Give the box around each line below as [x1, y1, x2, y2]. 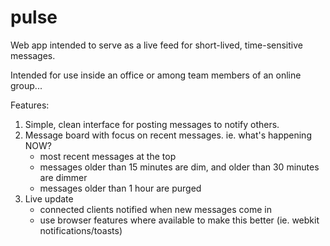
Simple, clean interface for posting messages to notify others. [24, 118, 280, 130]
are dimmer [39, 171, 88, 183]
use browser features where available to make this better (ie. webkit [39, 214, 320, 226]
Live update [24, 192, 74, 205]
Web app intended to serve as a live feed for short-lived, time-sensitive [10, 39, 303, 51]
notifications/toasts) [39, 224, 123, 236]
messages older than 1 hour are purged [39, 182, 202, 194]
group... [10, 79, 43, 91]
